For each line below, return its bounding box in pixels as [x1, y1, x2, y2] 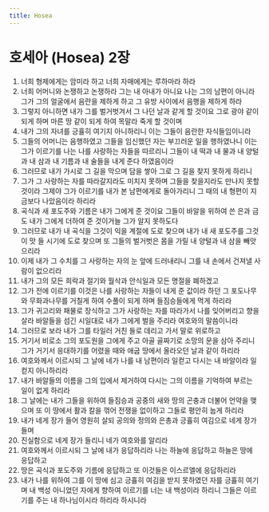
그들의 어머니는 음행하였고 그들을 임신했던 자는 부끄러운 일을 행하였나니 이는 [20, 136, 258, 146]
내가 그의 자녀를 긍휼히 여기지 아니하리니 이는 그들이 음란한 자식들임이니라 [20, 126, 251, 136]
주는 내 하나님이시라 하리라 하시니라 [35, 495, 147, 505]
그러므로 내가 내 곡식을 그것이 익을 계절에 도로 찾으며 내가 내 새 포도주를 [20, 226, 244, 235]
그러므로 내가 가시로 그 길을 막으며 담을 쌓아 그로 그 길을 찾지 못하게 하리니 [20, 166, 253, 175]
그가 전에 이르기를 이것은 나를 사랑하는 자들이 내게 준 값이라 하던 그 [20, 286, 230, 295]
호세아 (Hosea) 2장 [9, 49, 131, 66]
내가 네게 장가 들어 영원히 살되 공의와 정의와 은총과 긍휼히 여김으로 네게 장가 [20, 416, 258, 425]
